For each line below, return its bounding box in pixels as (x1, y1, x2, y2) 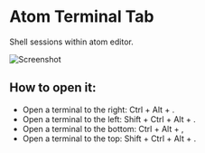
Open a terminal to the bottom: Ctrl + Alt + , (22, 123, 184, 134)
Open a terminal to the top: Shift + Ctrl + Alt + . (22, 133, 197, 144)
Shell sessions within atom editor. (9, 36, 134, 47)
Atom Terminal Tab (9, 6, 154, 27)
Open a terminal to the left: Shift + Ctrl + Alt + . (22, 113, 196, 124)
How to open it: (9, 80, 97, 96)
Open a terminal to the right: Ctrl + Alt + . (22, 104, 175, 115)
